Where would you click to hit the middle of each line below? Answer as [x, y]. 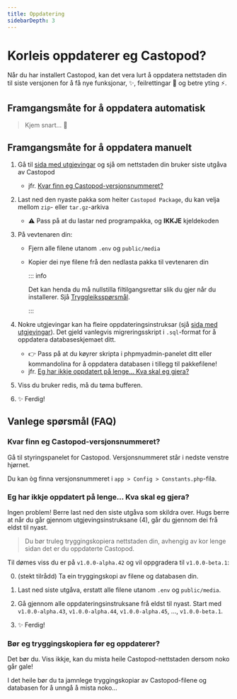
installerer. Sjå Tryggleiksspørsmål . [79, 297]
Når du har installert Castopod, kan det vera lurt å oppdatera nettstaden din [117, 75]
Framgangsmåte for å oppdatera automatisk [106, 108]
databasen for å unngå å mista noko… [63, 688]
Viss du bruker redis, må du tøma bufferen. [80, 385]
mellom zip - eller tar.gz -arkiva [63, 207]
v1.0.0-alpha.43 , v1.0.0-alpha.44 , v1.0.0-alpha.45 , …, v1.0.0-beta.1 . [120, 611]
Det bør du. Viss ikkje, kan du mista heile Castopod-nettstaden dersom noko [118, 659]
